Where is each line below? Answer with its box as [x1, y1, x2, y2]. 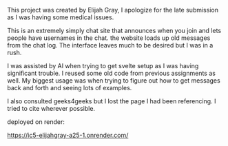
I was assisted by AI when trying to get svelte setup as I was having [7, 62, 199, 70]
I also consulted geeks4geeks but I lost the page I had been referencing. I [7, 97, 216, 105]
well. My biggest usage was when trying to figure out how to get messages [7, 76, 220, 85]
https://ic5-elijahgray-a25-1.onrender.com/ [7, 131, 129, 139]
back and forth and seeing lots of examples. [7, 84, 132, 92]
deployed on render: [7, 118, 65, 126]
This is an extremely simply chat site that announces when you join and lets [7, 27, 222, 34]
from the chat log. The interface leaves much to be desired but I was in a [7, 41, 214, 49]
